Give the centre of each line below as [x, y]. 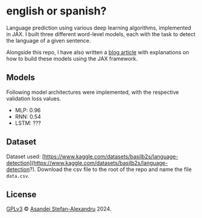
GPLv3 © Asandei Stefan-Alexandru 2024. [59, 209]
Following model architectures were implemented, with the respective [93, 92]
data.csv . [18, 175]
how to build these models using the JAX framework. [72, 58]
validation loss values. [34, 98]
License [21, 194]
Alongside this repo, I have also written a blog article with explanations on [98, 52]
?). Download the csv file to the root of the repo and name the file [110, 169]
